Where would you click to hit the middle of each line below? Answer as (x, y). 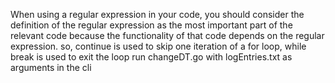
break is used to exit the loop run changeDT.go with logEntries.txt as (151, 57)
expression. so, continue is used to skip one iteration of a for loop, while (158, 46)
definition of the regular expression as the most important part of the (151, 25)
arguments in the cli (51, 67)
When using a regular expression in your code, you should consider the (157, 14)
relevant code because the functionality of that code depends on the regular (167, 35)
